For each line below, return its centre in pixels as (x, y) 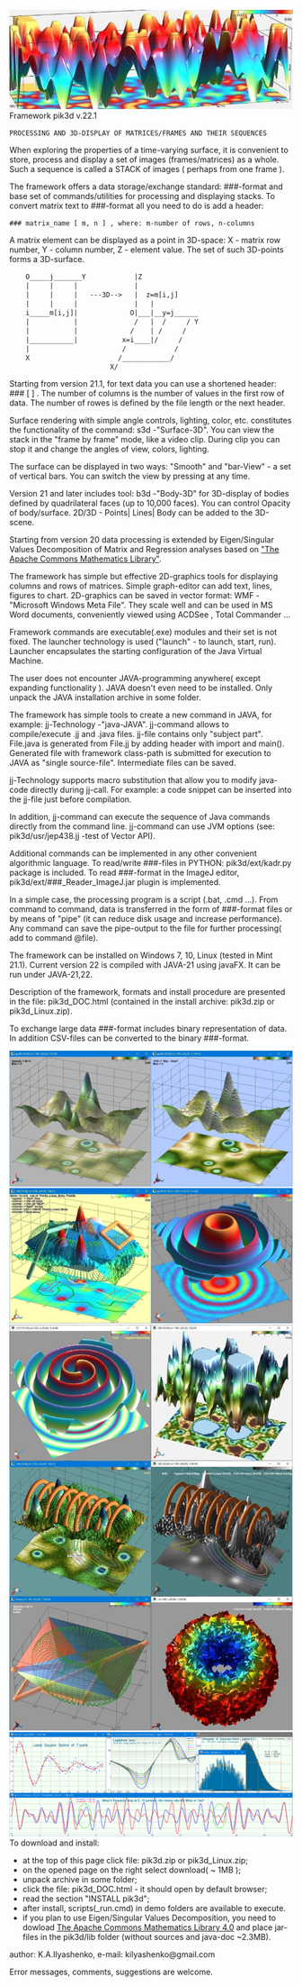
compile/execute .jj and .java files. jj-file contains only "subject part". (136, 734)
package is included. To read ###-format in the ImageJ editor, (124, 873)
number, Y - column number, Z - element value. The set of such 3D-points (147, 250)
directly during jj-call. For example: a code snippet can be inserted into (161, 790)
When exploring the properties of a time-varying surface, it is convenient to (149, 150)
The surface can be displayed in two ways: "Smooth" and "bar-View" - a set (151, 467)
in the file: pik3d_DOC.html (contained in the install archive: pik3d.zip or (142, 1002)
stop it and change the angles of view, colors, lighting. (109, 449)
